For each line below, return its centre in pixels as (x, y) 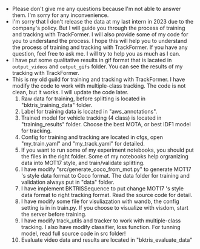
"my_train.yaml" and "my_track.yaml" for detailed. (83, 144)
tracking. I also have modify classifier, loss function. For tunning (101, 227)
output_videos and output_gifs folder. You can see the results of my (97, 66)
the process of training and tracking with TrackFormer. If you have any (100, 47)
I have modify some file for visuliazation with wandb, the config (100, 201)
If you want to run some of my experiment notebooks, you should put (107, 150)
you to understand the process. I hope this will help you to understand (99, 41)
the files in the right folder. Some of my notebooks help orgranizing (105, 156)
